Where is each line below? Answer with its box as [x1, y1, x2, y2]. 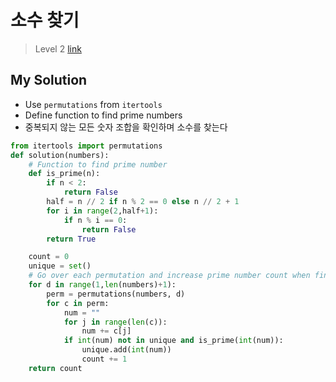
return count [28, 363, 83, 373]
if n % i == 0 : [63, 215, 128, 225]
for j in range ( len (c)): [63, 317, 168, 327]
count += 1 [81, 354, 128, 364]
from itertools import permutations [10, 141, 163, 151]
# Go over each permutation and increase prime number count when [28, 271, 311, 281]
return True [46, 234, 97, 244]
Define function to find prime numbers [24, 109, 183, 121]
